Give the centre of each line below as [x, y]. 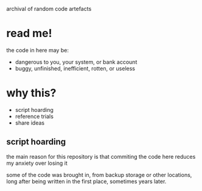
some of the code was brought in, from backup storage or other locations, [99, 175]
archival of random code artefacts [49, 9]
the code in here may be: [37, 50]
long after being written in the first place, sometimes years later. [86, 181]
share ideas [30, 123]
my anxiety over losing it [37, 163]
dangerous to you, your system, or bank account [76, 62]
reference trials [34, 116]
